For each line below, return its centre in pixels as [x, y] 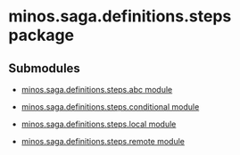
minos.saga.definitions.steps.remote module [103, 141]
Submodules [45, 68]
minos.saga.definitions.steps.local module [99, 124]
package [41, 35]
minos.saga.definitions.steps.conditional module [110, 107]
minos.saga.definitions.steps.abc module [97, 90]
